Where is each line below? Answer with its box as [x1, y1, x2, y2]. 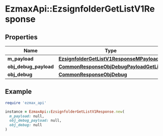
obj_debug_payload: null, [9, 118, 62, 123]
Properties [5, 33, 38, 41]
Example [5, 88, 32, 96]
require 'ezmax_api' [5, 100, 47, 105]
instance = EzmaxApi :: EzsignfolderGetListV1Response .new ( [5, 109, 125, 114]
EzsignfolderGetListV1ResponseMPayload [58, 56, 159, 62]
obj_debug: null [9, 122, 42, 128]
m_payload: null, [9, 114, 45, 119]
